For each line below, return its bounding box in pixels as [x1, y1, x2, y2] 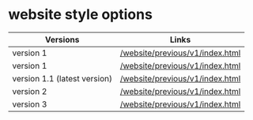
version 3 [12, 99, 47, 110]
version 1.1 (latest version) [12, 73, 113, 84]
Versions [44, 34, 80, 45]
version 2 [12, 85, 47, 96]
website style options [8, 6, 153, 24]
